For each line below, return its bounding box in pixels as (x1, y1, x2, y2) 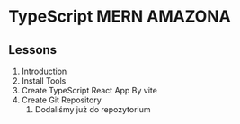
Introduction (21, 66, 67, 76)
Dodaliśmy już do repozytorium (34, 104, 151, 114)
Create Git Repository (21, 94, 102, 105)
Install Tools (21, 75, 67, 86)
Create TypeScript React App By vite (21, 85, 158, 95)
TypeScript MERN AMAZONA (8, 6, 231, 27)
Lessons (8, 42, 58, 58)
